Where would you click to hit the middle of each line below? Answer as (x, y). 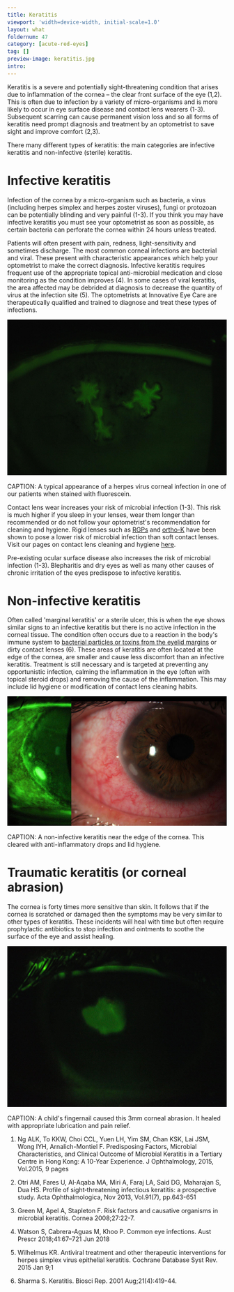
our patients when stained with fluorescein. (69, 494)
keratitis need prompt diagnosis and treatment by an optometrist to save (111, 124)
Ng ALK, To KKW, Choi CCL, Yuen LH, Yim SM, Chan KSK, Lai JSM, (114, 1139)
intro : (17, 66)
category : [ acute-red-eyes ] (48, 44)
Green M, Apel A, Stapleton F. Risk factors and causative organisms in (117, 1210)
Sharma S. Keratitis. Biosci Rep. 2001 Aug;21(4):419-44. (97, 1281)
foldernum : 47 (28, 37)
